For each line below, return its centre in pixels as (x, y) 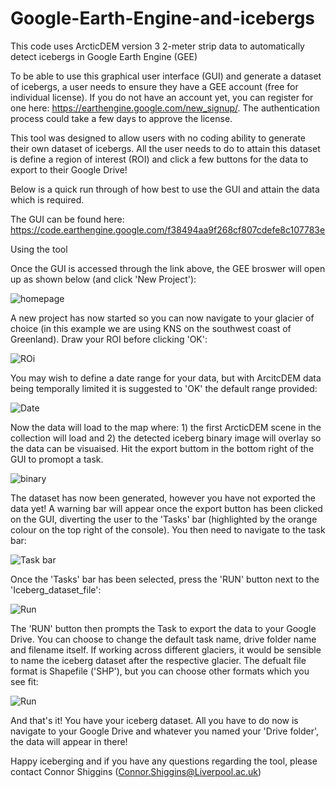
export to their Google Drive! (69, 169)
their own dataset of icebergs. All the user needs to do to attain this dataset (165, 148)
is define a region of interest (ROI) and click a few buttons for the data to (159, 159)
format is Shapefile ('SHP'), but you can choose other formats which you (160, 671)
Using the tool (39, 249)
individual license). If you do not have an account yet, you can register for (162, 97)
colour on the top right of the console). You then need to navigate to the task (168, 529)
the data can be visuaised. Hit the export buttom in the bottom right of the (162, 448)
